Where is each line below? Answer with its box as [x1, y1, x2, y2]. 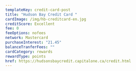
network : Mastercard [5, 35, 49, 40]
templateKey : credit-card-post [5, 7, 71, 12]
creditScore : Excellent [5, 21, 55, 26]
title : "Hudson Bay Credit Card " [5, 12, 78, 17]
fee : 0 [5, 26, 19, 31]
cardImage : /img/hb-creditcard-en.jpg [5, 16, 86, 21]
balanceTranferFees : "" [5, 44, 55, 49]
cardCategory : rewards [5, 49, 53, 54]
